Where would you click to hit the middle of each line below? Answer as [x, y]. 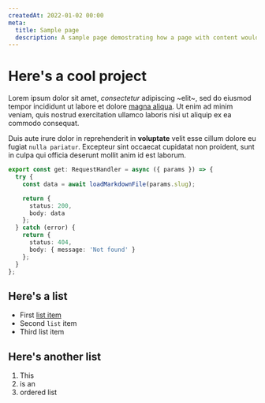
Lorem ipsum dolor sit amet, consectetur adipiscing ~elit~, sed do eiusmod [130, 98]
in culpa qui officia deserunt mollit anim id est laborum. [97, 155]
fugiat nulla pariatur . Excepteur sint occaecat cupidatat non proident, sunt [131, 147]
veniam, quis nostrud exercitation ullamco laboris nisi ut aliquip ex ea [120, 115]
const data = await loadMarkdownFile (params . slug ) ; [109, 184]
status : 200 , [50, 205]
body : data [47, 213]
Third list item [42, 332]
